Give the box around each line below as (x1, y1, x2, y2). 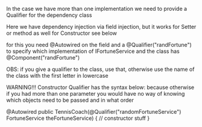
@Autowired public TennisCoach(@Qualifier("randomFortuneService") (6, 108, 181, 115)
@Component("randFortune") (6, 54, 80, 61)
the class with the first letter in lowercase (6, 72, 109, 79)
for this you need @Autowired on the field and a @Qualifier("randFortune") (6, 42, 192, 48)
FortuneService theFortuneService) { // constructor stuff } (6, 114, 150, 122)
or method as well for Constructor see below (6, 29, 118, 37)
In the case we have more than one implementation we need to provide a (6, 5, 188, 12)
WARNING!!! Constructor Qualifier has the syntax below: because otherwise (6, 84, 195, 91)
